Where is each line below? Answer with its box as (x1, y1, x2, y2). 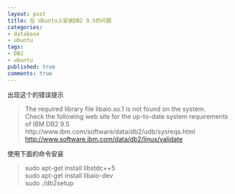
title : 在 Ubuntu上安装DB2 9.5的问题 (7, 17, 112, 24)
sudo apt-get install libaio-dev (24, 171, 113, 180)
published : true (7, 63, 56, 70)
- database (7, 30, 40, 38)
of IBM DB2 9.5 (24, 119, 70, 128)
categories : (7, 23, 43, 31)
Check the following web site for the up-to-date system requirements (24, 112, 229, 121)
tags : (7, 43, 23, 50)
